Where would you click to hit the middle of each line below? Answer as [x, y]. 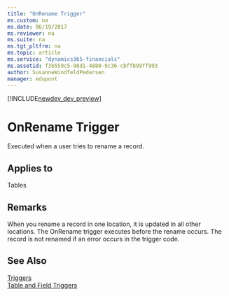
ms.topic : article [34, 53]
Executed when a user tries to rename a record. [76, 146]
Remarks [27, 207]
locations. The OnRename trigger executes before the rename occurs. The [114, 231]
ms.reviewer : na [31, 33]
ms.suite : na [26, 40]
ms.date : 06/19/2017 [37, 27]
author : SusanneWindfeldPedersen [56, 72]
